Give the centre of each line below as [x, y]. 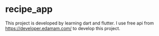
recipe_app [29, 9]
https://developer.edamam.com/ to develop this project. [63, 28]
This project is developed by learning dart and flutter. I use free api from [79, 23]
